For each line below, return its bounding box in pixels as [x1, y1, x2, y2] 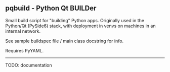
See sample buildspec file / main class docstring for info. [5, 38, 124, 44]
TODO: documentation [5, 62, 52, 68]
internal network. [5, 28, 41, 34]
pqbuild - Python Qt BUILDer [5, 4, 97, 13]
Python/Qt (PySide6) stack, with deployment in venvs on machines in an [5, 23, 156, 29]
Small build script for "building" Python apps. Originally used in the [5, 17, 145, 23]
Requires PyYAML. [5, 47, 44, 53]
